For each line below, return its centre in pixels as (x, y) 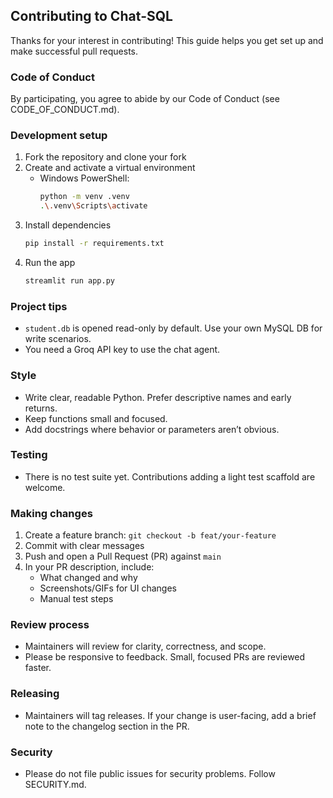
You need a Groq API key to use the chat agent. (122, 350)
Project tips (39, 306)
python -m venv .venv (84, 197)
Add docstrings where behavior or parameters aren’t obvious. (152, 429)
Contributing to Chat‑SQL (91, 16)
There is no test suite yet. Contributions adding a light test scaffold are (170, 476)
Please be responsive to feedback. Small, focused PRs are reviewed (165, 657)
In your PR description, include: (89, 567)
